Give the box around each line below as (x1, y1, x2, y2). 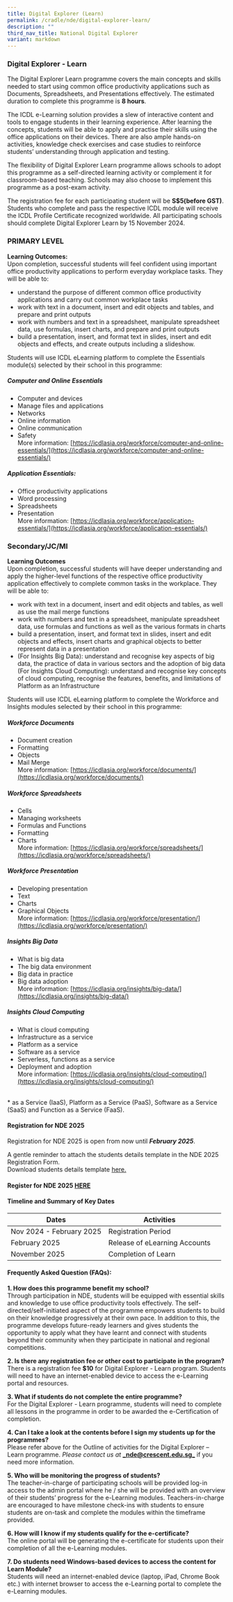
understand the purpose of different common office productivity (17, 288, 202, 296)
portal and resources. (7, 1379, 69, 1387)
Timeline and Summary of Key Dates (7, 1197, 115, 1206)
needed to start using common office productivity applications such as (7, 82, 210, 91)
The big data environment (17, 962, 92, 970)
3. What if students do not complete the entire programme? (7, 1392, 182, 1401)
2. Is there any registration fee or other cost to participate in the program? (7, 1357, 225, 1365)
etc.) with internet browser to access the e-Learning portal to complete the (7, 1580, 222, 1588)
